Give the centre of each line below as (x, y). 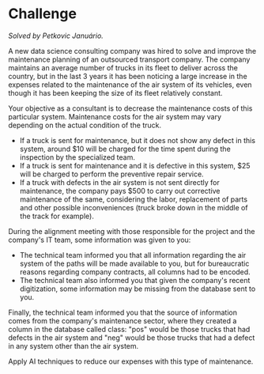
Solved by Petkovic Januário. (56, 36)
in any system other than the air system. (74, 346)
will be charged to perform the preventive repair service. (111, 174)
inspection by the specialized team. (77, 157)
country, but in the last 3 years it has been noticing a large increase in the (128, 76)
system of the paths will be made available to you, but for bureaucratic (134, 263)
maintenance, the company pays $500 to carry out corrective (120, 191)
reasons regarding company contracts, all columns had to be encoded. (135, 272)
